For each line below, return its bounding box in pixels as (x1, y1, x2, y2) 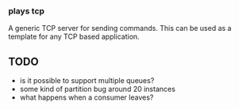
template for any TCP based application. (8, 32, 141, 41)
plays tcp (8, 6, 45, 17)
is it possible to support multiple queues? (19, 76, 155, 85)
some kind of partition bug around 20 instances (19, 85, 176, 94)
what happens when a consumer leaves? (19, 93, 154, 102)
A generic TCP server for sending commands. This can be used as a (8, 24, 232, 33)
